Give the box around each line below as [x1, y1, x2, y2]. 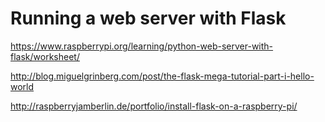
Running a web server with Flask [10, 7, 287, 30]
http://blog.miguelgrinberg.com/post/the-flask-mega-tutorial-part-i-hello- [10, 70, 315, 82]
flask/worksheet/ [10, 50, 80, 62]
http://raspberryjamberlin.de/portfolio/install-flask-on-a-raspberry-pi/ [10, 100, 298, 112]
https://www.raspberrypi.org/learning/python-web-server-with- [10, 40, 274, 52]
